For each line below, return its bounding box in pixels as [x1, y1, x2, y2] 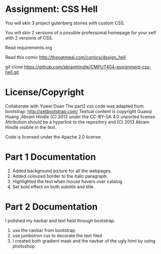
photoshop [12, 243, 35, 249]
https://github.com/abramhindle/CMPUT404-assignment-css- [24, 64, 152, 70]
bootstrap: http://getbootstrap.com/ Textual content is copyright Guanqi [5, 108, 153, 114]
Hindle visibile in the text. [5, 124, 57, 130]
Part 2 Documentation [5, 201, 98, 212]
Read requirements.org [5, 44, 52, 50]
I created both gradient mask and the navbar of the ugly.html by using [12, 238, 156, 244]
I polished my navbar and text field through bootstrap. [5, 218, 116, 224]
